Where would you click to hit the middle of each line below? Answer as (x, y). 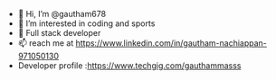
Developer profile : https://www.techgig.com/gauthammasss (129, 66)
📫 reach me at (46, 43)
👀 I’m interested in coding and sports (86, 23)
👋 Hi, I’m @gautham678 (62, 14)
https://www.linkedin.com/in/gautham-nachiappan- (171, 43)
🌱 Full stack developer (59, 33)
